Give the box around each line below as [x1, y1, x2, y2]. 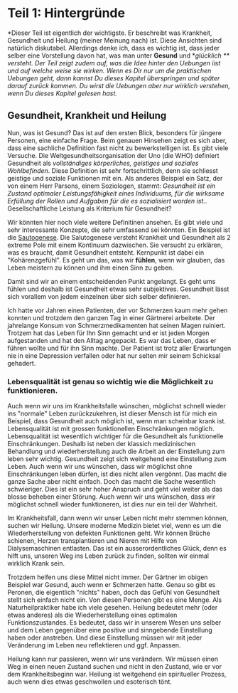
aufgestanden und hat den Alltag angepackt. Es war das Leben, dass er [7, 336, 217, 344]
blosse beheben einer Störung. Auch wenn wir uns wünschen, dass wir [7, 492, 216, 501]
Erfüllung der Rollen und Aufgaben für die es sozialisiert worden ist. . [7, 196, 207, 205]
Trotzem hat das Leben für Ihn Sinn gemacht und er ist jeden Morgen [7, 329, 210, 337]
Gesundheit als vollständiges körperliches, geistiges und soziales [7, 159, 199, 167]
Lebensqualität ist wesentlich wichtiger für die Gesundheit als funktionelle [7, 432, 224, 440]
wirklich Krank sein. [7, 559, 65, 568]
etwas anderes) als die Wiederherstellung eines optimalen [7, 610, 178, 620]
